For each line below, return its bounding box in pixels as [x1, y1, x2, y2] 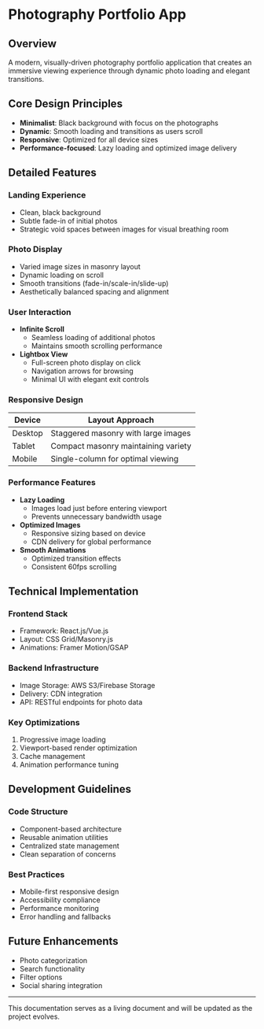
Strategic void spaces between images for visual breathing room [19, 224, 229, 234]
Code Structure [8, 806, 68, 817]
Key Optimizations [8, 716, 80, 727]
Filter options [19, 972, 63, 982]
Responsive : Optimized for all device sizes [19, 135, 159, 144]
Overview [8, 37, 57, 50]
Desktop [12, 428, 43, 439]
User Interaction [8, 306, 71, 317]
